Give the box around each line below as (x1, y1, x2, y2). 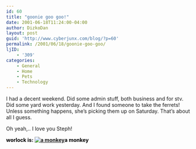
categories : (6, 57, 35, 63)
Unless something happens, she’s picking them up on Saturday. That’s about (6, 108, 190, 115)
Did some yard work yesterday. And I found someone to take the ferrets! (6, 102, 180, 108)
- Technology (16, 79, 49, 85)
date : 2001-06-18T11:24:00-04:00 (6, 19, 88, 25)
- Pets (16, 74, 33, 79)
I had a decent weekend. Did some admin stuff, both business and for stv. (6, 95, 184, 102)
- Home (16, 68, 33, 74)
